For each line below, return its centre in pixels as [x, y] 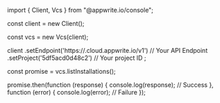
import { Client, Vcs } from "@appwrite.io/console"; [81, 10]
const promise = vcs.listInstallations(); [61, 71]
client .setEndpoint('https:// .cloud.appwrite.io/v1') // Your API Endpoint [108, 50]
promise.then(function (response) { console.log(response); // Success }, [110, 85]
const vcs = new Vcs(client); [48, 37]
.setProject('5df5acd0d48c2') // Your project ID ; [77, 58]
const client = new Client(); [46, 23]
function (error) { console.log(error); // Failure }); [76, 92]
